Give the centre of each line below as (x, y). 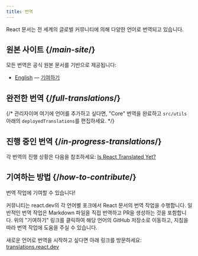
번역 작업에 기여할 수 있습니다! (41, 193)
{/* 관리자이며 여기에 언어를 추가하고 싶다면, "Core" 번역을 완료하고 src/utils (97, 114)
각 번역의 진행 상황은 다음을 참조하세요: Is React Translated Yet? (81, 157)
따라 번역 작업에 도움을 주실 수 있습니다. (52, 227)
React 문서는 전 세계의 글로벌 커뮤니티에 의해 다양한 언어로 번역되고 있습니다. (95, 29)
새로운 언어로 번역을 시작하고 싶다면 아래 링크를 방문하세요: (74, 240)
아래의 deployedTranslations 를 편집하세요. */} (60, 121)
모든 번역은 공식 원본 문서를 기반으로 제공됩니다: (61, 65)
